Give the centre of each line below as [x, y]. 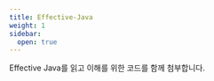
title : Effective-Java [51, 17]
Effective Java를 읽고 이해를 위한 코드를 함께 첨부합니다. [107, 68]
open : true [37, 42]
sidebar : [25, 33]
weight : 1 [28, 26]
